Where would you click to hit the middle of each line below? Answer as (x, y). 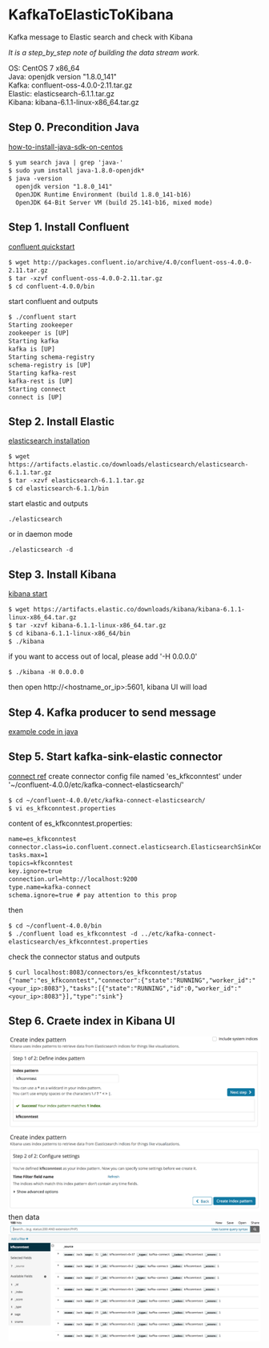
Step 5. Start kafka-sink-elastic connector (115, 757)
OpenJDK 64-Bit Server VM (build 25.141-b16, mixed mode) (114, 202)
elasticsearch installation (49, 441)
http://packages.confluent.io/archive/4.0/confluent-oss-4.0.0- (143, 262)
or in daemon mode (41, 534)
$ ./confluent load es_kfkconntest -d (73, 934)
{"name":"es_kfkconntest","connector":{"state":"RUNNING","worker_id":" (132, 981)
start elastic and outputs (48, 504)
